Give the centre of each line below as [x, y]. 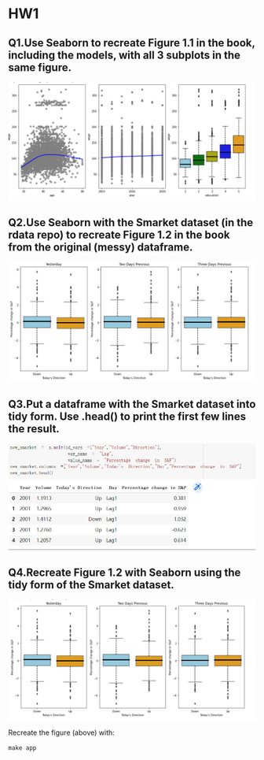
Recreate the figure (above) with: [62, 732]
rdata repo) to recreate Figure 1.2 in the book [119, 235]
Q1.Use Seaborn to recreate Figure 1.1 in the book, [132, 43]
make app [22, 748]
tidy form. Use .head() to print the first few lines [127, 416]
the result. [34, 429]
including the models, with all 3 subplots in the [125, 55]
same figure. [40, 67]
